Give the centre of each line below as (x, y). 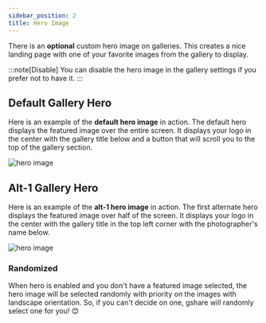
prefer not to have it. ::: (46, 78)
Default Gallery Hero (60, 103)
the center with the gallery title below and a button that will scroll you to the (132, 139)
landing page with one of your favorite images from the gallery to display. (128, 54)
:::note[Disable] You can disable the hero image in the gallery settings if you (133, 69)
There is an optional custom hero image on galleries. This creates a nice (127, 45)
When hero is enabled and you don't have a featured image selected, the (128, 286)
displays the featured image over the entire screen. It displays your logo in (130, 130)
